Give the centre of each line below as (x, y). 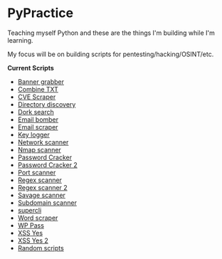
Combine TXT (38, 89)
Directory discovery (47, 104)
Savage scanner (42, 195)
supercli (30, 210)
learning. (20, 40)
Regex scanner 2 (42, 187)
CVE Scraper (37, 97)
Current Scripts (31, 68)
